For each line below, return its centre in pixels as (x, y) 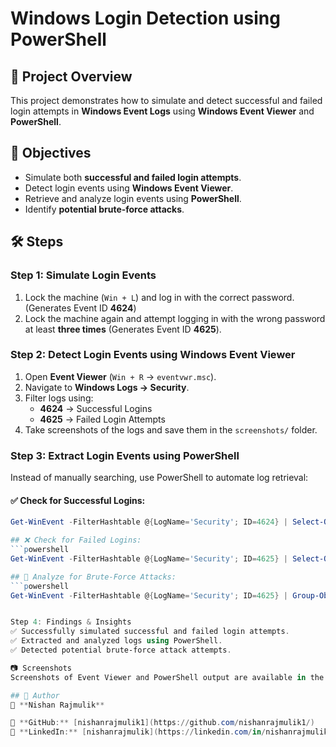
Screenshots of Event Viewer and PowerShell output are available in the (167, 677)
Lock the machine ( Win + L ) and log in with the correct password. (159, 297)
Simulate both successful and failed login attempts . (133, 177)
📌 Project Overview (71, 76)
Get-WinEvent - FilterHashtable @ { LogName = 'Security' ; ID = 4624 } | (149, 522)
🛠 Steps (37, 242)
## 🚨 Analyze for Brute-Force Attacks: (93, 577)
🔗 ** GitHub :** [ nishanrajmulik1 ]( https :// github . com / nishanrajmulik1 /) (162, 723)
